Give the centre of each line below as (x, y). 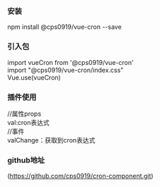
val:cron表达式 (28, 122)
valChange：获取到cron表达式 (51, 140)
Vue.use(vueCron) (34, 77)
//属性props (24, 114)
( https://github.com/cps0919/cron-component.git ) (80, 176)
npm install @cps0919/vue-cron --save (64, 27)
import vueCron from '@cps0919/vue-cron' (70, 62)
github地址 (26, 160)
